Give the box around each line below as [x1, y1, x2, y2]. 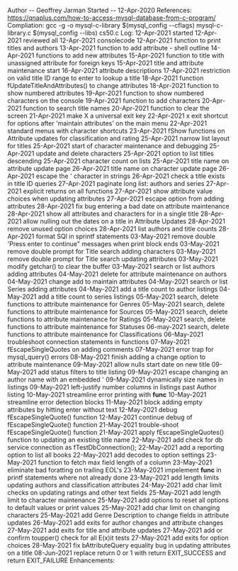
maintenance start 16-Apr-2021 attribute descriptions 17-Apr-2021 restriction [7, 67, 230, 74]
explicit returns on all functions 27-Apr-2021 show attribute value [23, 187, 213, 195]
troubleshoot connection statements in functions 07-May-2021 [7, 338, 190, 346]
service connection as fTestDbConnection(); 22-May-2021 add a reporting [7, 443, 225, 451]
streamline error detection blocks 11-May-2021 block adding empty [7, 398, 203, 406]
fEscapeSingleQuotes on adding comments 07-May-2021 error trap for [7, 345, 214, 353]
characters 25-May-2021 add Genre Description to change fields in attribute [7, 511, 229, 519]
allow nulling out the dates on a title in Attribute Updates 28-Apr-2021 [23, 217, 225, 226]
